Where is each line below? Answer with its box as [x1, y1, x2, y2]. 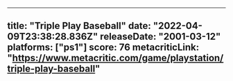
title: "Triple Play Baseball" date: [7, 20, 151, 32]
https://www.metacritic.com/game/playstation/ [12, 52, 224, 64]
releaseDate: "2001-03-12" [100, 31, 221, 43]
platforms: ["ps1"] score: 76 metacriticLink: [7, 42, 200, 54]
